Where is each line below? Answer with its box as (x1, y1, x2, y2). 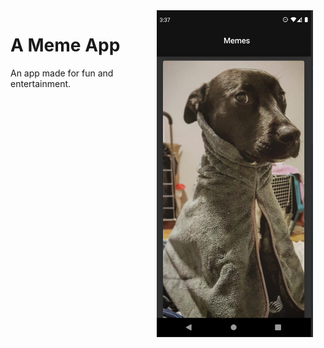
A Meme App (10, 34, 121, 57)
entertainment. (10, 77, 72, 89)
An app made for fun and (10, 67, 114, 79)
